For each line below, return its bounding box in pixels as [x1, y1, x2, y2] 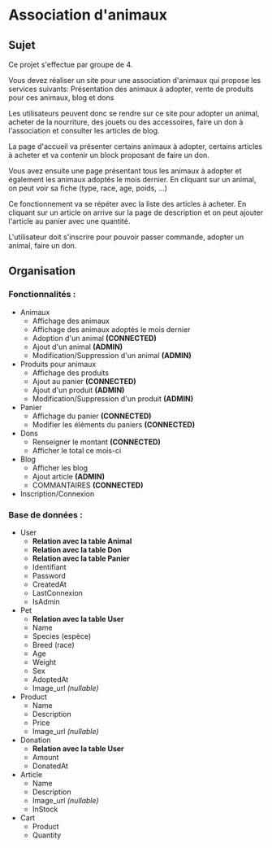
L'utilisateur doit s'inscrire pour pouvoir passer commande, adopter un [8, 232, 244, 242]
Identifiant [32, 562, 67, 571]
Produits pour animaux [19, 359, 97, 369]
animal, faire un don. [8, 241, 77, 250]
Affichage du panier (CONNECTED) [32, 411, 152, 421]
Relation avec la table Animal [32, 535, 132, 546]
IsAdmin [32, 597, 60, 606]
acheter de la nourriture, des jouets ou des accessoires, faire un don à [8, 117, 244, 127]
